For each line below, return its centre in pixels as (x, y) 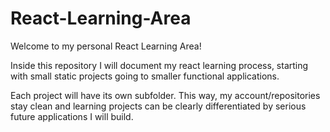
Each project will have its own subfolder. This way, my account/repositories (165, 95)
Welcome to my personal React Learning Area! (106, 46)
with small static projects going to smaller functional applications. (145, 76)
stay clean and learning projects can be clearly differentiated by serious (158, 106)
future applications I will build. (72, 116)
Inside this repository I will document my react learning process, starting (159, 65)
